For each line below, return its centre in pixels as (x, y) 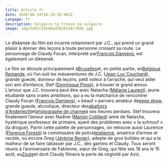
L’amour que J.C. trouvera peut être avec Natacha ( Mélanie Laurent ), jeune (82, 90)
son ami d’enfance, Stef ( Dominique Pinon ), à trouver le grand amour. (77, 85)
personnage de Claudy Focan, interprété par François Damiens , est (74, 54)
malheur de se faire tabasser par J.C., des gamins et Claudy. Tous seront (80, 143)
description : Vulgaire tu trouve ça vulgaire (53, 24)
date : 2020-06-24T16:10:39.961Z (39, 15)
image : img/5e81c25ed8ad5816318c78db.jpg (49, 29)
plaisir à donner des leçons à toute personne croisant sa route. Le (73, 48)
